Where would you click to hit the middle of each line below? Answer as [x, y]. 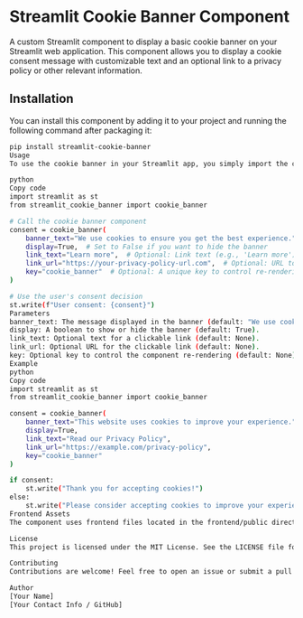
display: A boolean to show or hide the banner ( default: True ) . [134, 330]
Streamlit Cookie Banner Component [150, 17]
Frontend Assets [40, 514]
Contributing [34, 563]
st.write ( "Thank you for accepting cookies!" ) [115, 489]
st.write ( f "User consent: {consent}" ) [82, 304]
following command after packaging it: [81, 130]
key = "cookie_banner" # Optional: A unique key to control [139, 272]
